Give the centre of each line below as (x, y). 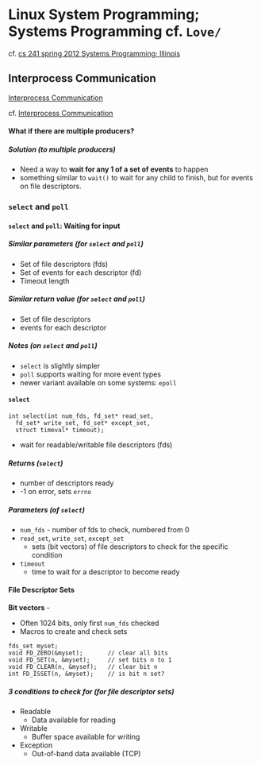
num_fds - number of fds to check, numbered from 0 (104, 529)
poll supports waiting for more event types (90, 374)
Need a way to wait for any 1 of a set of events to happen (114, 169)
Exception (36, 745)
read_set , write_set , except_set (72, 538)
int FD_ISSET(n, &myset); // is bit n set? (86, 674)
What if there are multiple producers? (71, 131)
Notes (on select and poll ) (53, 346)
